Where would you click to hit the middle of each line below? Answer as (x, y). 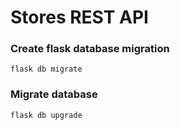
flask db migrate (46, 69)
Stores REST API (79, 17)
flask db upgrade (46, 115)
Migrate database (54, 94)
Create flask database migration (90, 49)
